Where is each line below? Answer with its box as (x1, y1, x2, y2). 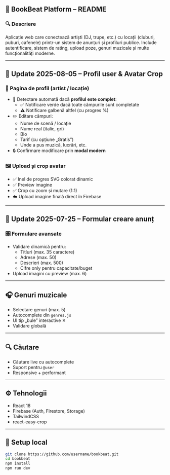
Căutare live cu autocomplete (12, 358, 74, 365)
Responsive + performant (12, 370, 66, 376)
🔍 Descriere (5, 21, 36, 28)
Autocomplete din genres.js (12, 312, 72, 318)
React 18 (12, 403, 31, 409)
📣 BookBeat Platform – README (5, 5, 107, 14)
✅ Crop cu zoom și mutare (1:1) (12, 187, 77, 193)
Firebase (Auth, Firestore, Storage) (12, 408, 85, 414)
